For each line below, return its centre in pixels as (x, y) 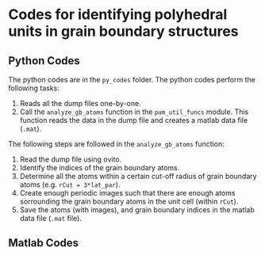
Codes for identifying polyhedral (118, 15)
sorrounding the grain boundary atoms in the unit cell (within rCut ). (129, 201)
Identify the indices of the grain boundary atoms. (100, 167)
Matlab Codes (44, 243)
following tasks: (34, 88)
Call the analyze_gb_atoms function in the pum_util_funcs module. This (134, 112)
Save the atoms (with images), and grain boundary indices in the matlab (137, 210)
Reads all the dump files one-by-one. (80, 103)
